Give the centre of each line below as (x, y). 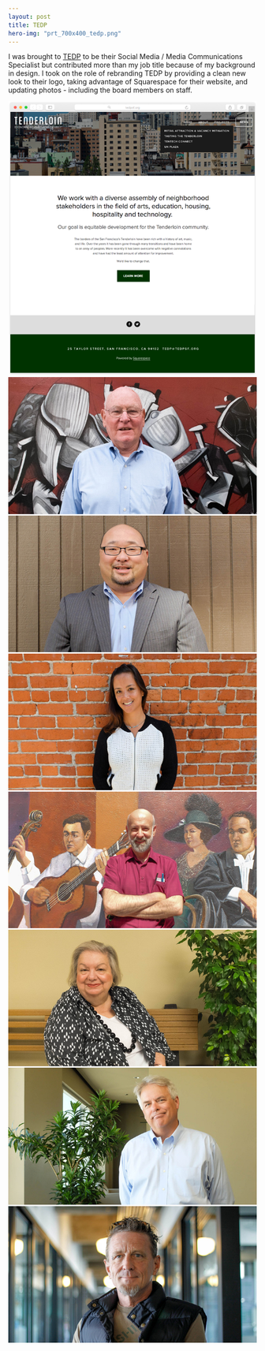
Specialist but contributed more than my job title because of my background (132, 65)
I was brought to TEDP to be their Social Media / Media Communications (125, 57)
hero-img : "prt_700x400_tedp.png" (65, 33)
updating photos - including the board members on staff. (100, 90)
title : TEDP (28, 25)
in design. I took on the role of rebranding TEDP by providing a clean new (127, 73)
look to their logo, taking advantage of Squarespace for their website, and (128, 82)
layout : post (30, 17)
